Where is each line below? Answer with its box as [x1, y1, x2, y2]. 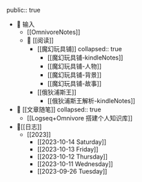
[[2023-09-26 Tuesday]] [37, 167, 108, 175]
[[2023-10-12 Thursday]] [37, 152, 108, 161]
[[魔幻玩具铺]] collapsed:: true [37, 45, 122, 53]
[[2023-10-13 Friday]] [37, 145, 99, 153]
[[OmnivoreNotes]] [26, 28, 81, 36]
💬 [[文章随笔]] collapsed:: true [16, 105, 101, 113]
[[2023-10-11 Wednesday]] [37, 160, 113, 168]
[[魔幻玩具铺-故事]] [47, 80, 102, 87]
